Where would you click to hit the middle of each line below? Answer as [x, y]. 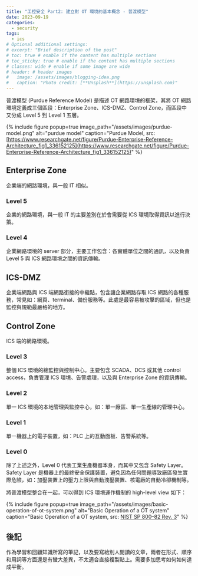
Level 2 [17, 393]
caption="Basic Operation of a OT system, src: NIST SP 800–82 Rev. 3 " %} [97, 517]
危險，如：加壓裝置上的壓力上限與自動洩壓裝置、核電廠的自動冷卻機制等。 [101, 480]
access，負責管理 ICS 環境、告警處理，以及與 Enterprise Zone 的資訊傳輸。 [98, 377]
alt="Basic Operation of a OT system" [124, 511]
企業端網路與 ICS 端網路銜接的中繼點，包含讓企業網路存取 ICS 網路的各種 [95, 292]
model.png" [20, 133]
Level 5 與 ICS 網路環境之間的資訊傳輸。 [55, 259]
